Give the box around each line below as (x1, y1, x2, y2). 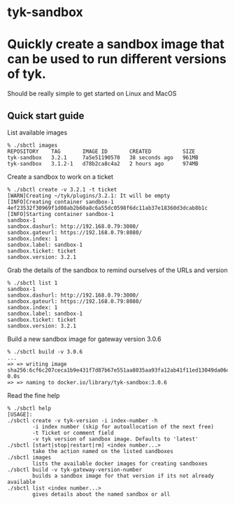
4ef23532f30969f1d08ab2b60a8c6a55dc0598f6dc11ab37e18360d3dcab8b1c (7, 204, 208, 211)
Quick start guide (7, 109, 85, 121)
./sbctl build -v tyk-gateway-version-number (7, 466, 142, 473)
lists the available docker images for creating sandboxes (32, 460, 208, 467)
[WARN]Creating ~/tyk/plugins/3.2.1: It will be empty (7, 192, 171, 199)
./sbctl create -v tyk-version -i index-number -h (7, 417, 158, 424)
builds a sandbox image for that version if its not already (32, 472, 215, 479)
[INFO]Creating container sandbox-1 (7, 198, 114, 206)
